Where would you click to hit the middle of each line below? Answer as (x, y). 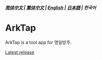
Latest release (20, 52)
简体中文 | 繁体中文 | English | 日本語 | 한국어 (51, 7)
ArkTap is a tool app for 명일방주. (38, 42)
